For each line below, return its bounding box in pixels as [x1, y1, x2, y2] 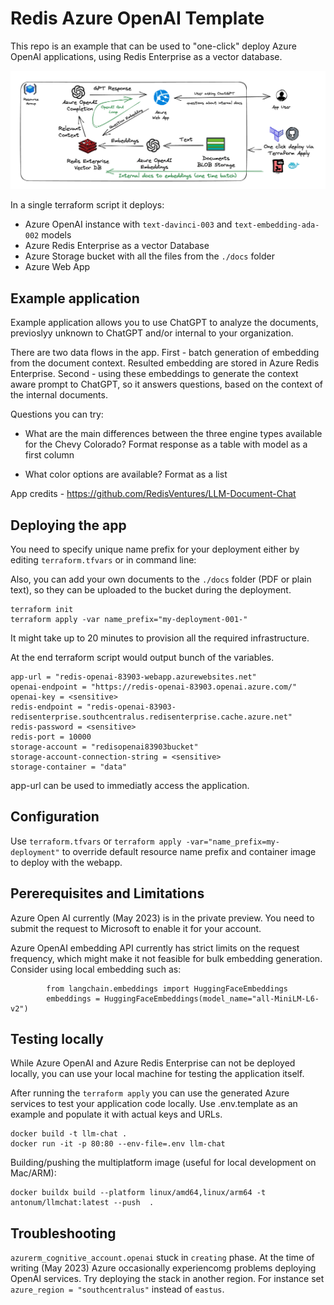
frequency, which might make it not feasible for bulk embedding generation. [10, 952, 323, 964]
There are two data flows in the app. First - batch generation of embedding [10, 347, 320, 359]
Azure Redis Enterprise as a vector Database [24, 240, 210, 252]
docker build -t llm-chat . [10, 1129, 128, 1139]
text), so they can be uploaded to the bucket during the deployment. [10, 584, 292, 596]
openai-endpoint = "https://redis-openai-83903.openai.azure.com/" [10, 682, 298, 692]
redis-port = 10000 [10, 732, 92, 742]
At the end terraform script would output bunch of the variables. [10, 652, 275, 664]
